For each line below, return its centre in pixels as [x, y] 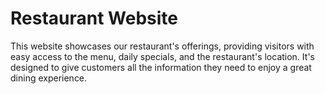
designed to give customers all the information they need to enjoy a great [161, 67]
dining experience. [49, 78]
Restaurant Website [94, 18]
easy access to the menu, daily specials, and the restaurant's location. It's [162, 56]
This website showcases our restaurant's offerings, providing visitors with [162, 46]
